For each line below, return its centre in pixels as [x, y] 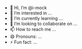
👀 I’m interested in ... [31, 13]
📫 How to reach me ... [33, 29]
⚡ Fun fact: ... [23, 42]
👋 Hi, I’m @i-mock [28, 8]
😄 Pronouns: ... [26, 36]
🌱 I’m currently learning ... [36, 18]
